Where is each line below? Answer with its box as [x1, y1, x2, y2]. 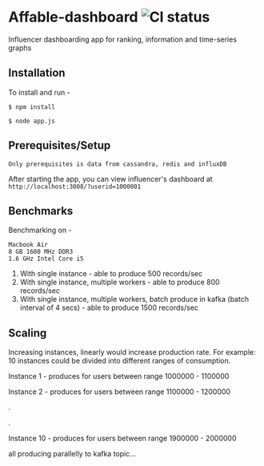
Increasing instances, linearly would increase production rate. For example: [8, 347, 256, 357]
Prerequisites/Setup [8, 139, 111, 152]
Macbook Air [8, 241, 48, 249]
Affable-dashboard [8, 8, 138, 26]
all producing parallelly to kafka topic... [8, 449, 136, 459]
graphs [8, 42, 32, 52]
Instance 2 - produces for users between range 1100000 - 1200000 [8, 387, 230, 396]
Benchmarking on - [8, 225, 72, 235]
